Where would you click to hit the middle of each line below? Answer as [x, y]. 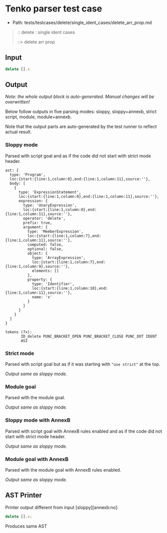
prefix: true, [38, 223]
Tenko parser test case [54, 9]
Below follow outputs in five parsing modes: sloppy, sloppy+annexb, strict [81, 112]
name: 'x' [42, 297]
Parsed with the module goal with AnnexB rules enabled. [63, 470]
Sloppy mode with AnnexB [38, 420]
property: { [40, 279]
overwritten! [17, 102]
